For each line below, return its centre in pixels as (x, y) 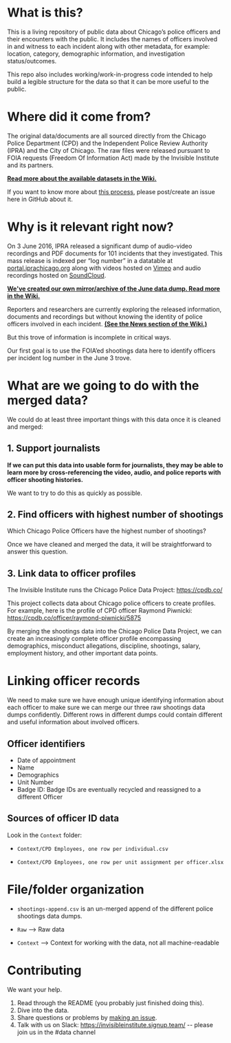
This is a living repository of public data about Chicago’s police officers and (114, 32)
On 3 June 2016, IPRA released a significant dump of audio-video (100, 246)
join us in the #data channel (56, 1032)
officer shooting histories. (45, 479)
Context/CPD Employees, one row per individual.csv (92, 849)
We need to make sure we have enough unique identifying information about (115, 700)
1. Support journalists (54, 449)
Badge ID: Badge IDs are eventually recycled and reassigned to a (109, 789)
